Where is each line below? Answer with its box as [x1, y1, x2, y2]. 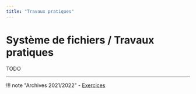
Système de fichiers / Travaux [6, 33, 155, 46]
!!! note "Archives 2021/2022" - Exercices [6, 82, 106, 89]
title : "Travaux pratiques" [6, 8, 75, 15]
